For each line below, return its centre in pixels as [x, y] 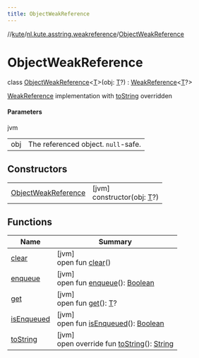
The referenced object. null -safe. [84, 144]
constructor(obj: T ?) [125, 197]
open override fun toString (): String [115, 344]
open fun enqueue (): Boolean [105, 283]
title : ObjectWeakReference [49, 14]
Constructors [37, 169]
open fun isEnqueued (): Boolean [110, 323]
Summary [115, 242]
